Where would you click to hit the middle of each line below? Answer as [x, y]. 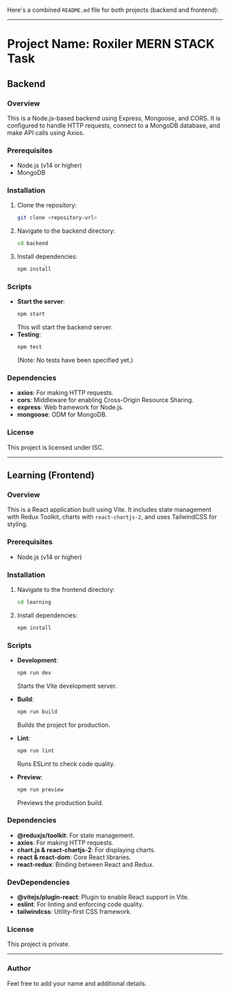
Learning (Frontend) [51, 475]
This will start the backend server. [65, 327]
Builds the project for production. [64, 725]
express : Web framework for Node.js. [71, 408]
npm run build [37, 712]
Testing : [29, 334]
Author [19, 969]
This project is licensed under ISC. [55, 447]
